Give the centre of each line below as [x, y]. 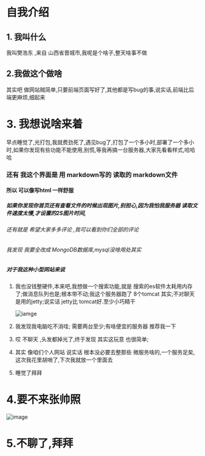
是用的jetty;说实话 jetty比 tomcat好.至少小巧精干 [75, 301]
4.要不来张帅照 [43, 400]
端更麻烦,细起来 [26, 97]
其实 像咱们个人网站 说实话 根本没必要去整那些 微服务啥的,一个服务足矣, [105, 352]
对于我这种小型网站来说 [36, 269]
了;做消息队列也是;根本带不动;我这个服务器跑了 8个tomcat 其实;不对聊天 [105, 294]
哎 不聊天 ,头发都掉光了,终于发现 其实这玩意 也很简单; [82, 339]
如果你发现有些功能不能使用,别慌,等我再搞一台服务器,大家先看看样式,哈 [102, 149]
